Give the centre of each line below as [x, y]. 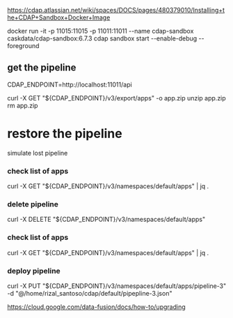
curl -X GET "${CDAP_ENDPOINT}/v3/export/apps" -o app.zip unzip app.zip [116, 98]
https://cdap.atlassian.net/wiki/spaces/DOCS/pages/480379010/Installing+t [116, 10]
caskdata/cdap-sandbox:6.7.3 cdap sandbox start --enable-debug [102, 38]
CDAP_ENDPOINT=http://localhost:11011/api [70, 84]
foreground [23, 46]
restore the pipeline [65, 134]
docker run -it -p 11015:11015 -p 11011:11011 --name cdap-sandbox [101, 31]
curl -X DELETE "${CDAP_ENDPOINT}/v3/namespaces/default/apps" [106, 220]
